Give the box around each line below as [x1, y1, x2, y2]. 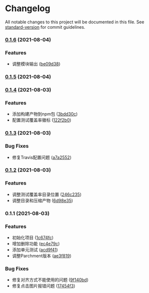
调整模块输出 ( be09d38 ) [12, 61, 61, 67]
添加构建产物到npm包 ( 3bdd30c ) [12, 111, 78, 117]
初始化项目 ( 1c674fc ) [12, 234, 54, 241]
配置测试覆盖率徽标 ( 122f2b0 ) [12, 117, 71, 123]
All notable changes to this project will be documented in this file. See [5, 19, 145, 25]
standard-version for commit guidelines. [5, 24, 85, 30]
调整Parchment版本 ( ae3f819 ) [12, 253, 72, 259]
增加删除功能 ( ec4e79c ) [12, 241, 60, 246]
